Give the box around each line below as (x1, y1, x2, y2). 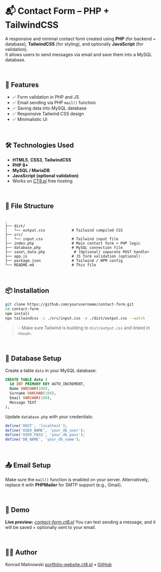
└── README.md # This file (5, 263, 97, 268)
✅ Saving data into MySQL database (12, 105, 87, 111)
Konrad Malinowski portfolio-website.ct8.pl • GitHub (5, 561, 112, 567)
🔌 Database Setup (5, 354, 62, 363)
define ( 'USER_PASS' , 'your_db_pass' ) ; (5, 432, 85, 438)
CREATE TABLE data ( (5, 377, 48, 382)
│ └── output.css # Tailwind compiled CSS (5, 228, 123, 233)
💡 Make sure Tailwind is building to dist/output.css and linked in (17, 325, 150, 331)
